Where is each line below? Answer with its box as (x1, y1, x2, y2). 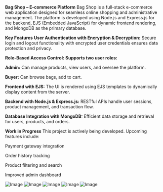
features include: (5, 134, 40, 139)
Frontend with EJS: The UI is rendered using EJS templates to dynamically (5, 84, 157, 90)
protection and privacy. (5, 46, 52, 51)
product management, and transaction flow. (5, 104, 94, 109)
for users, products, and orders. (5, 119, 70, 124)
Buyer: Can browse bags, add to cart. (5, 74, 82, 80)
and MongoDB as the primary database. (5, 25, 86, 31)
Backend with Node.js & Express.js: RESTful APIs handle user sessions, (5, 98, 153, 104)
